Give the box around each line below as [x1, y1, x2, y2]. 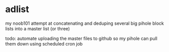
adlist [5, 4, 29, 15]
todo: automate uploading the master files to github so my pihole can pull [5, 35, 158, 41]
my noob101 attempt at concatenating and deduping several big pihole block [5, 20, 164, 26]
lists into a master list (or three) [5, 25, 70, 31]
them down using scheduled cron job [5, 40, 83, 46]
